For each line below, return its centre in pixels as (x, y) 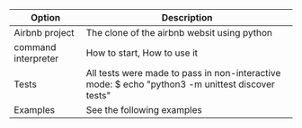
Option (46, 17)
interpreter (36, 59)
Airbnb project (44, 33)
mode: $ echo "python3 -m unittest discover (181, 84)
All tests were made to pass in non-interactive (183, 73)
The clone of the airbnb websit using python (179, 33)
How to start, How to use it (142, 53)
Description (187, 17)
